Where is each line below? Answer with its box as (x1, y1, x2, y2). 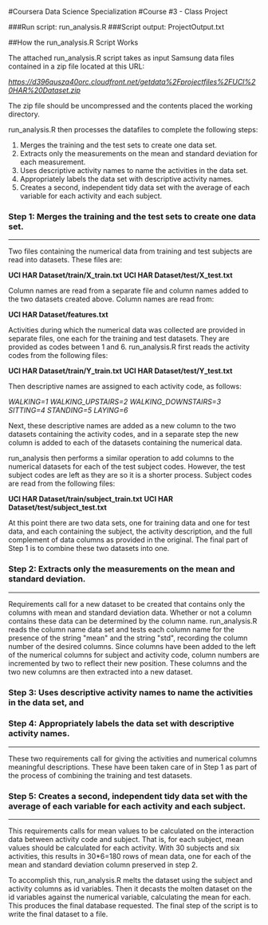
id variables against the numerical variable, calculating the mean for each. (8, 892, 251, 902)
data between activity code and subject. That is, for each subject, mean (8, 835, 245, 844)
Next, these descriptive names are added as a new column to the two (8, 421, 237, 431)
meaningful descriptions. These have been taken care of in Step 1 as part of (8, 762, 258, 772)
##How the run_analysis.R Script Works (8, 37, 139, 47)
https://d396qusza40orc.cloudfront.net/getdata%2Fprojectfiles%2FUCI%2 (8, 77, 256, 86)
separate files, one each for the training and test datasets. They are (8, 334, 230, 344)
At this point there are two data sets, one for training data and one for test (8, 518, 250, 528)
